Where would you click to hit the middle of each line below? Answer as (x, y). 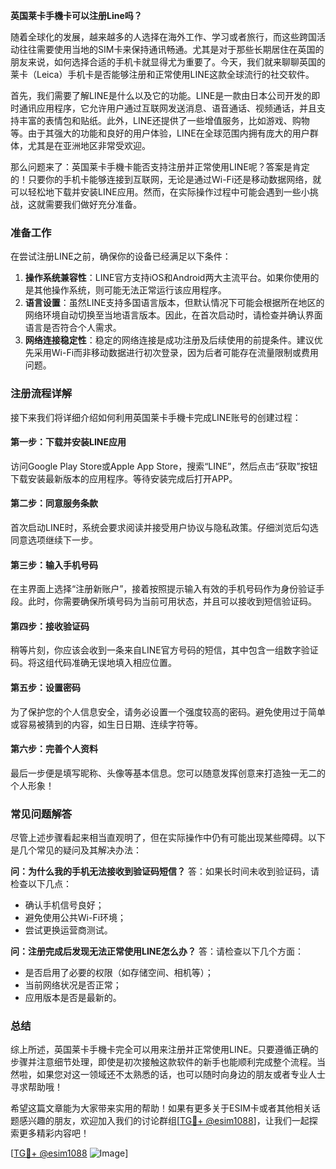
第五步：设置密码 (45, 687)
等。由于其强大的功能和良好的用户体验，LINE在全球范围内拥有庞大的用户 (160, 133)
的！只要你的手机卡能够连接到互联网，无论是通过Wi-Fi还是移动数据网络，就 (166, 179)
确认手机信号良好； (64, 905)
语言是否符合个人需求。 (73, 328)
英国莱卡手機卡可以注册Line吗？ (76, 15)
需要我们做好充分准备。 (93, 204)
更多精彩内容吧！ (54, 1133)
